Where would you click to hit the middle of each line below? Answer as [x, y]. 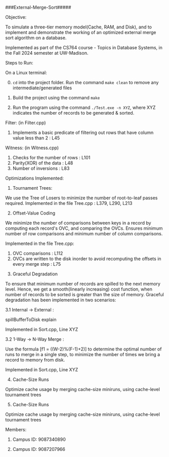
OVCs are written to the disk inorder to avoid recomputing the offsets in [87, 259]
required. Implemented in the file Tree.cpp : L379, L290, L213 [69, 203]
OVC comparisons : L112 [38, 253]
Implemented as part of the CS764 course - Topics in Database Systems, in [84, 47]
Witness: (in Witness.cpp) [32, 148]
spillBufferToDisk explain [31, 320]
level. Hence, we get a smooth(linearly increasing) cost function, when [79, 289]
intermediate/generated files [42, 88]
